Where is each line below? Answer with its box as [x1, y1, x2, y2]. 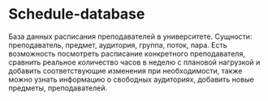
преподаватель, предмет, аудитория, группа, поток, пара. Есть [8, 40, 227, 49]
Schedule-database [8, 5, 145, 23]
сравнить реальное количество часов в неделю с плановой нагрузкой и [8, 57, 261, 67]
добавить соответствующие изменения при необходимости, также [8, 65, 243, 75]
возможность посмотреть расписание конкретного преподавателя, [8, 48, 245, 58]
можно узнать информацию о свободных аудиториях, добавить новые [8, 74, 254, 84]
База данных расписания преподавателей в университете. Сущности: [8, 32, 253, 41]
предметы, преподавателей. [8, 82, 108, 93]
